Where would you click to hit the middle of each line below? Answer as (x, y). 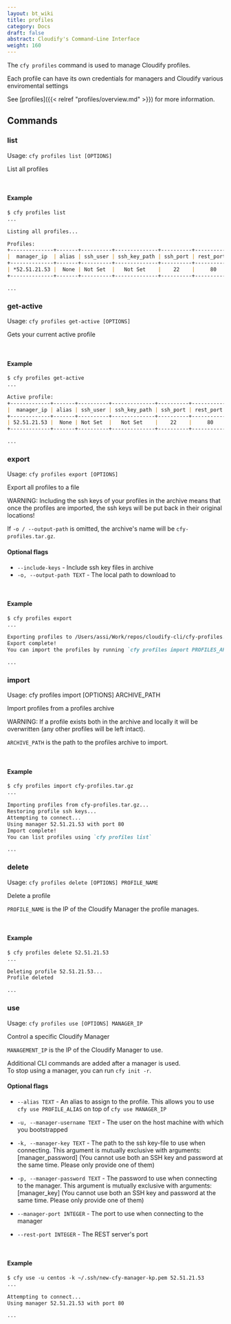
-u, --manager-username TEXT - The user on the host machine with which (120, 1122)
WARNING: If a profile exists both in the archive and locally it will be (102, 722)
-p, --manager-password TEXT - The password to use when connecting (117, 1178)
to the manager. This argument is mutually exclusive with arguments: (114, 1185)
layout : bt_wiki (30, 13)
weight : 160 (24, 45)
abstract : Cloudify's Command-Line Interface (73, 39)
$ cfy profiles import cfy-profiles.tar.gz (70, 786)
